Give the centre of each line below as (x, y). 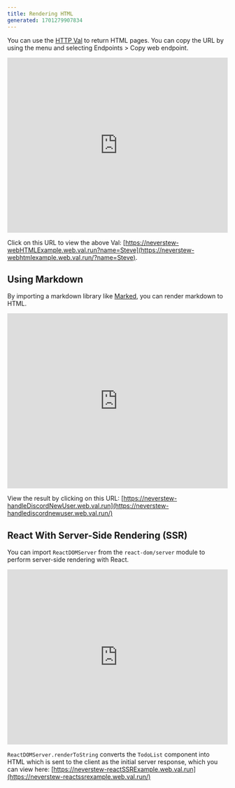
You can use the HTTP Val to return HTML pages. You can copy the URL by (115, 40)
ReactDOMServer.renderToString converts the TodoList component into (108, 754)
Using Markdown (45, 279)
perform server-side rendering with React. (68, 560)
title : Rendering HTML (40, 14)
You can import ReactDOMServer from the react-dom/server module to (106, 552)
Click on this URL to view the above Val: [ (66, 242)
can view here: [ (30, 769)
